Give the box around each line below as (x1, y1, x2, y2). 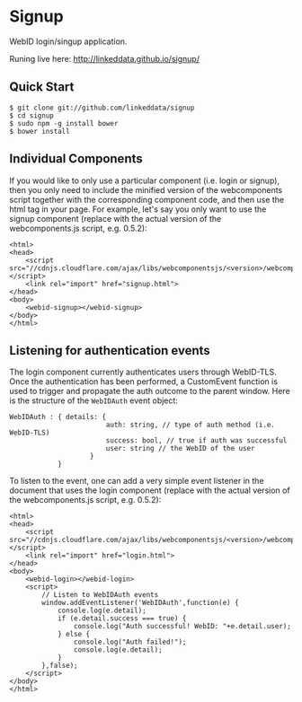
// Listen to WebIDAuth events (41, 591, 159, 600)
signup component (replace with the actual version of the (9, 213, 222, 224)
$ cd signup (9, 110, 54, 120)
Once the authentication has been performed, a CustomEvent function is (9, 376, 279, 387)
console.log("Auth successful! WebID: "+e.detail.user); (73, 622, 292, 631)
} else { (57, 630, 91, 639)
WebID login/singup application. (9, 36, 128, 47)
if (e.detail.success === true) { (57, 614, 187, 623)
